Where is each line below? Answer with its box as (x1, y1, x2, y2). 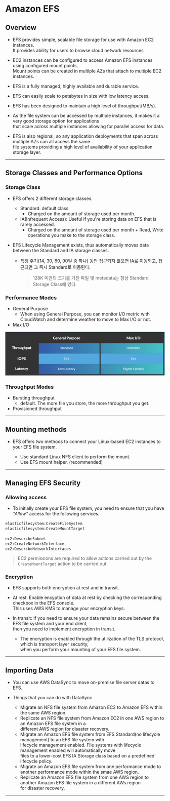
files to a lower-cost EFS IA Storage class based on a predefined (20, 752, 155, 758)
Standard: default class (20, 205, 69, 211)
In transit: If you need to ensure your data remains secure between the (12, 615, 160, 621)
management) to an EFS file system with (20, 736, 105, 742)
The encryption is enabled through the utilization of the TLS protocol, (20, 636, 164, 642)
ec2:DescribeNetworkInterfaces (5, 546, 71, 551)
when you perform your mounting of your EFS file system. (20, 647, 141, 653)
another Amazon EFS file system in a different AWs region (20, 779, 141, 785)
